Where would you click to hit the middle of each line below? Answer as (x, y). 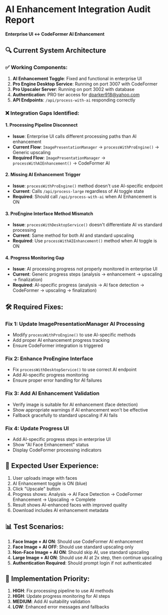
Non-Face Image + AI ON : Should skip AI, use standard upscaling (81, 552)
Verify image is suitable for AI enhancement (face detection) (75, 404)
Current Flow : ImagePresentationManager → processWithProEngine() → (86, 147)
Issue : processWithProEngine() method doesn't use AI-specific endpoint (88, 186)
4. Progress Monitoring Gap (35, 258)
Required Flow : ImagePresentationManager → (59, 158)
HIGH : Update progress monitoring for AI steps (61, 596)
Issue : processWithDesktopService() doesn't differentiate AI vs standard (87, 225)
